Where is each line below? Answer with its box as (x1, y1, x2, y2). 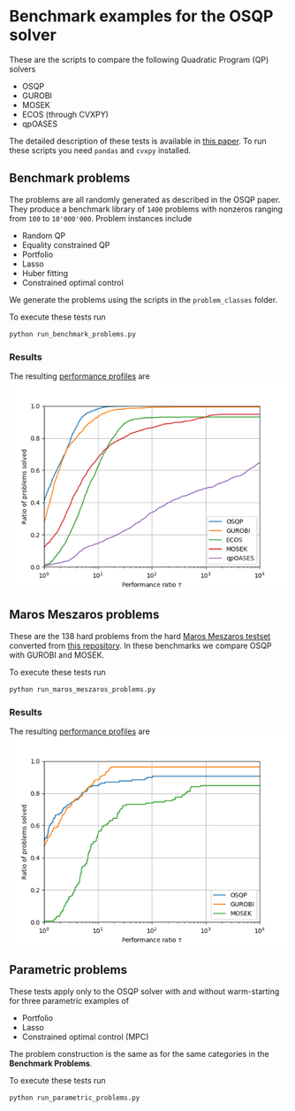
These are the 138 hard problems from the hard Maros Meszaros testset (9, 630, 271, 641)
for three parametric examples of (9, 995, 130, 1006)
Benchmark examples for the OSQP (9, 6, 274, 27)
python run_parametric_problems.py (9, 1093, 140, 1102)
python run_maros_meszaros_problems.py (9, 684, 156, 694)
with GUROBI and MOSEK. (9, 649, 104, 660)
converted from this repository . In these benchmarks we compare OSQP (9, 640, 272, 651)
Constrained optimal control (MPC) (21, 1031, 149, 1042)
